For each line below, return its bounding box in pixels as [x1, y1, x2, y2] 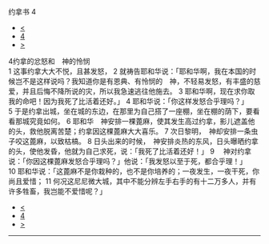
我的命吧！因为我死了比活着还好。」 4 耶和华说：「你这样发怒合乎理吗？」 [8, 97, 248, 106]
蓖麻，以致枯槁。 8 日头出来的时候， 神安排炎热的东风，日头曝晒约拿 [29, 137, 259, 146]
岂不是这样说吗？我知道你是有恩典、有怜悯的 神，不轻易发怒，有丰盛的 [14, 77, 254, 86]
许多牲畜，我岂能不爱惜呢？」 [8, 186, 106, 196]
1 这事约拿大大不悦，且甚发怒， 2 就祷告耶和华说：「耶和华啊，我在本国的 [8, 66, 250, 76]
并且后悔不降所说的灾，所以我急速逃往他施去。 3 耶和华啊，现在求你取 [22, 86, 255, 96]
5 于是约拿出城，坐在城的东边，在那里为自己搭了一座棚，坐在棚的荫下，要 [8, 106, 254, 116]
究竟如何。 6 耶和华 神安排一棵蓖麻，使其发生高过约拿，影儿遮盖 [29, 117, 248, 126]
